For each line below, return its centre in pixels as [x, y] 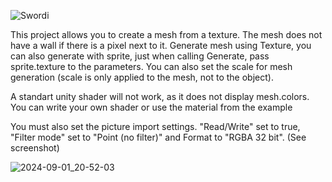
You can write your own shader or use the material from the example [151, 107]
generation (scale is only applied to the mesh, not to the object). [142, 77]
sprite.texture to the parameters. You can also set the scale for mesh [151, 66]
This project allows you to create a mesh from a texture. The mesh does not [166, 34]
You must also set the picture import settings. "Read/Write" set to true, [155, 126]
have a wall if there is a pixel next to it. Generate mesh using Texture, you [161, 45]
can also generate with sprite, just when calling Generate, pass [140, 56]
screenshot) [35, 148]
